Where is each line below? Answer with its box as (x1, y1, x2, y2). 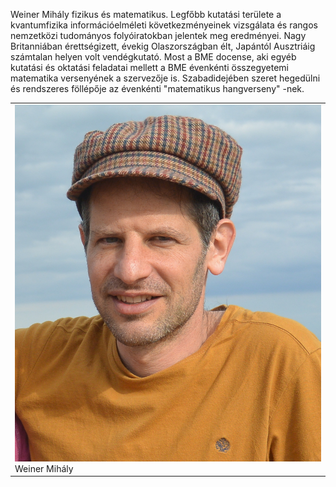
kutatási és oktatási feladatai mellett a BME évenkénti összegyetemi (10, 62, 289, 73)
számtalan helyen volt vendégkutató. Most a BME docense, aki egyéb (10, 51, 297, 63)
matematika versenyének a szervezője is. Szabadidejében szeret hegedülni (10, 72, 321, 84)
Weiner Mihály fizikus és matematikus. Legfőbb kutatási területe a (10, 9, 282, 20)
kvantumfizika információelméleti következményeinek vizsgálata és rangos (10, 19, 318, 31)
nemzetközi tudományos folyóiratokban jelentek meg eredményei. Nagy (10, 30, 307, 41)
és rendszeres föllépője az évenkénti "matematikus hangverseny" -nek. (10, 83, 305, 94)
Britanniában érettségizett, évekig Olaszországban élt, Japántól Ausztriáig (10, 40, 316, 52)
